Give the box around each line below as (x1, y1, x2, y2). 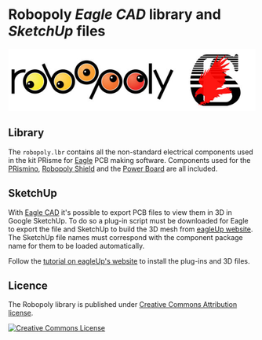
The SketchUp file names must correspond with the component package (8, 232, 243, 242)
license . (8, 309, 34, 318)
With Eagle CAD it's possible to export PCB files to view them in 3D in (8, 207, 233, 217)
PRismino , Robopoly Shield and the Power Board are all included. (8, 164, 218, 173)
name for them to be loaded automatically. (8, 241, 145, 250)
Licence (8, 279, 49, 292)
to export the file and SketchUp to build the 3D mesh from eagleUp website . (8, 224, 253, 234)
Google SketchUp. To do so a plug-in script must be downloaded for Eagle (8, 216, 249, 225)
